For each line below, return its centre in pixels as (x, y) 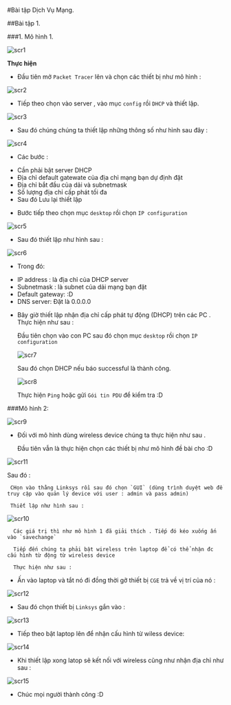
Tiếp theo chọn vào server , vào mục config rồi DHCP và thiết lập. (108, 103)
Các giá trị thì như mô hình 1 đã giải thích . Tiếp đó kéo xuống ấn (115, 531)
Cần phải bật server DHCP (54, 170)
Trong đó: (31, 266)
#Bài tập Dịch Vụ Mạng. (41, 10)
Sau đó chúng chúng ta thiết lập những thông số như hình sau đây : (112, 130)
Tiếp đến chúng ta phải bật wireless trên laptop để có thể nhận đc (113, 549)
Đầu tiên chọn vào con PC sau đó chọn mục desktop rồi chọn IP (107, 336)
